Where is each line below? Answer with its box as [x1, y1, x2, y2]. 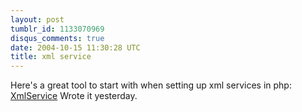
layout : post [10, 14, 65, 25]
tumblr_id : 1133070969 [10, 24, 105, 34]
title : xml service [10, 52, 92, 62]
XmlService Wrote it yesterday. [10, 90, 138, 102]
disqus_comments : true [10, 33, 105, 43]
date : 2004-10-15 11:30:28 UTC [10, 42, 141, 53]
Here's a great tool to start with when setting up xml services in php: [10, 79, 292, 91]
